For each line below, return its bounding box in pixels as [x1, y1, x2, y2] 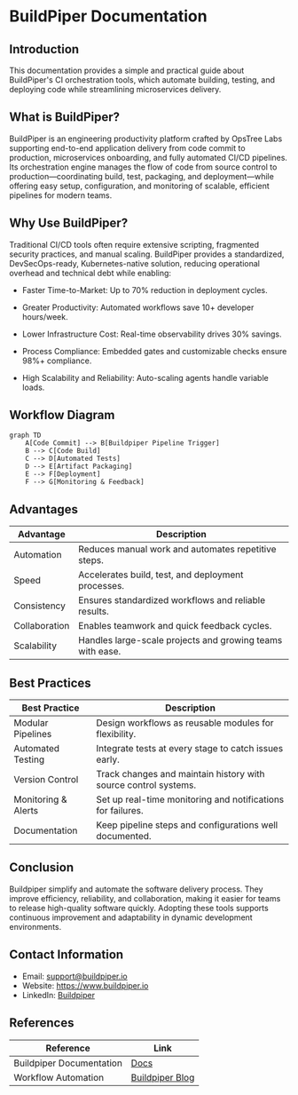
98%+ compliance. [21, 355, 92, 366]
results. [78, 606, 109, 618]
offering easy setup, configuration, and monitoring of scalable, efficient [9, 180, 271, 191]
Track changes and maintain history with [96, 768, 265, 781]
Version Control [13, 774, 79, 786]
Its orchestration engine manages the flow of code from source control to [9, 162, 278, 172]
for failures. [96, 805, 144, 817]
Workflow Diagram [9, 408, 115, 423]
